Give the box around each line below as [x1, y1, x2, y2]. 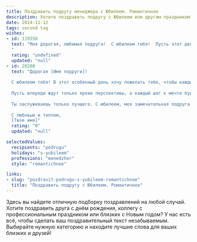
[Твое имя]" [11, 118, 41, 124]
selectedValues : [6, 139, 46, 145]
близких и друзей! [6, 229, 52, 236]
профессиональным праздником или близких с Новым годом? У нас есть [6, 210, 191, 217]
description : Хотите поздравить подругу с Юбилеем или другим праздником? [6, 14, 193, 20]
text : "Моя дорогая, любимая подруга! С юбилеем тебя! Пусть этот [11, 42, 182, 47]
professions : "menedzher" [11, 155, 75, 161]
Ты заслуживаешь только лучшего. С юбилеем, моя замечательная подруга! [11, 101, 193, 107]
